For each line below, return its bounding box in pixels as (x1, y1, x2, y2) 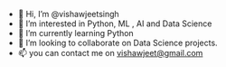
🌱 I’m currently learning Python (17, 28, 134, 38)
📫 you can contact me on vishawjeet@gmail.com (17, 48, 203, 58)
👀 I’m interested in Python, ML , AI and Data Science (17, 18, 212, 29)
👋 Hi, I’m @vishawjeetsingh (17, 9, 119, 19)
